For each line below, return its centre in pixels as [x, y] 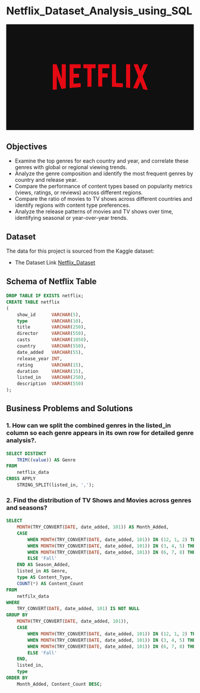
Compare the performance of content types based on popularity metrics [104, 187]
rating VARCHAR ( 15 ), [50, 365]
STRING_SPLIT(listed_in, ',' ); [56, 485]
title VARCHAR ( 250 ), [51, 327]
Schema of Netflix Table [51, 281]
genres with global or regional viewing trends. [71, 167]
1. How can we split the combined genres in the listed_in [89, 425]
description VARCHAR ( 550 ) [50, 384]
